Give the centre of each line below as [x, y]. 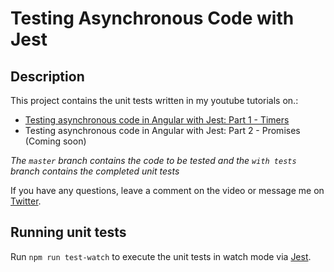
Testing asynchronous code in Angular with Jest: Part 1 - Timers [157, 120]
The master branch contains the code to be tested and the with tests [153, 160]
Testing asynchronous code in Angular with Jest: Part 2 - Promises [162, 130]
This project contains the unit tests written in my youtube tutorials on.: [154, 100]
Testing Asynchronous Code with [152, 18]
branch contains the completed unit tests [95, 171]
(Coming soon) [55, 141]
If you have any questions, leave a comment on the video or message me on [167, 190]
